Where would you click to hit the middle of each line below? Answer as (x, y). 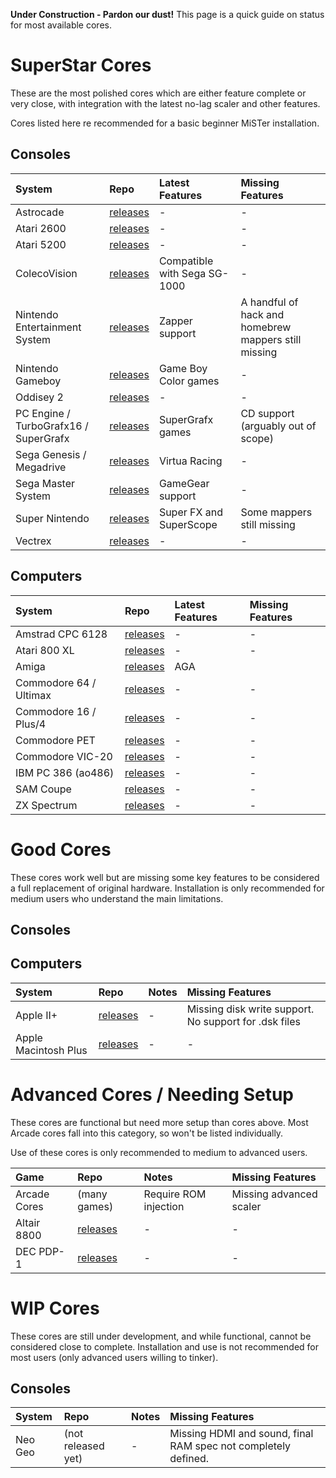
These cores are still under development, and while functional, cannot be (161, 1336)
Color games (189, 381)
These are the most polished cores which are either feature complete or (158, 93)
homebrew (266, 327)
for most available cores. (61, 25)
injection (164, 1206)
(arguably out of (278, 426)
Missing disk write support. (250, 1009)
